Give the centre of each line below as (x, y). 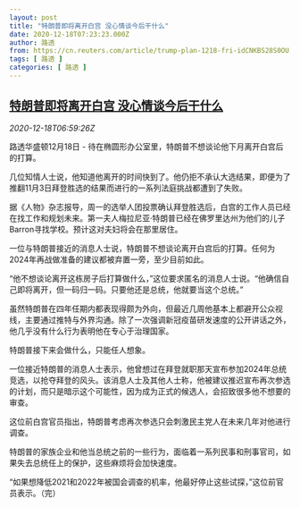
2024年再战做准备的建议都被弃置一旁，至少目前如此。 (109, 259)
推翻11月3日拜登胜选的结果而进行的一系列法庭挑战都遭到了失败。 (129, 188)
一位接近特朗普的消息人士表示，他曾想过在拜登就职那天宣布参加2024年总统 (148, 368)
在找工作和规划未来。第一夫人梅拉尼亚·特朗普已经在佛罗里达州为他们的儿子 (147, 218)
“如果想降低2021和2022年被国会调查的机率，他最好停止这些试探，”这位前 (143, 482)
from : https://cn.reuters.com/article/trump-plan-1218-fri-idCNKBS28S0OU (150, 51)
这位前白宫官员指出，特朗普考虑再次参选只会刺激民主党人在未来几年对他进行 (150, 421)
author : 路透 (32, 42)
